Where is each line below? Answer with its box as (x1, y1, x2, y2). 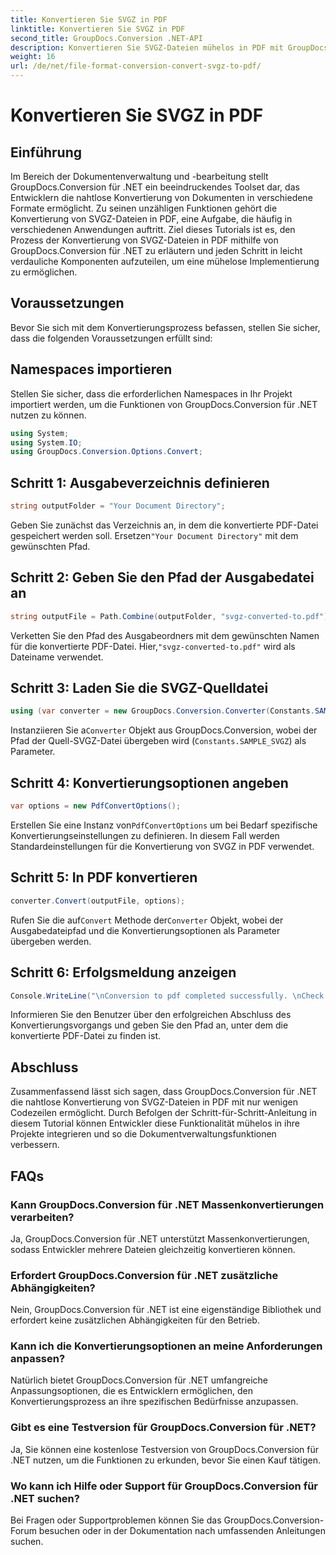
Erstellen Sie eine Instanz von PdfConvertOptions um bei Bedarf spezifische (10, 819, 318, 831)
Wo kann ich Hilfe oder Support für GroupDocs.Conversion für (10, 1479, 318, 1493)
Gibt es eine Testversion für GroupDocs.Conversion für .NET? (10, 1421, 317, 1435)
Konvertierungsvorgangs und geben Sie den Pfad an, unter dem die (10, 1019, 289, 1031)
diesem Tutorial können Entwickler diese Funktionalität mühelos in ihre (10, 1117, 300, 1130)
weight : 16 (10, 52, 56, 62)
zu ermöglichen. (10, 266, 78, 278)
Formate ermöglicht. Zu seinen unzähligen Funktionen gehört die (10, 202, 278, 214)
